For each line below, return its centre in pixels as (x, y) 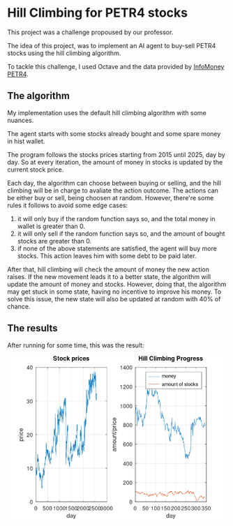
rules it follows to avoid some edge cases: (68, 205)
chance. (19, 306)
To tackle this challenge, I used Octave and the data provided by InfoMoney (116, 66)
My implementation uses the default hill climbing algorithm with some (107, 112)
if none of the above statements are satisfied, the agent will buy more (117, 248)
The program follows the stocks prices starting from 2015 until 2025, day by (116, 154)
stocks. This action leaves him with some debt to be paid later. (107, 255)
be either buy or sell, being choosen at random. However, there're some (111, 197)
